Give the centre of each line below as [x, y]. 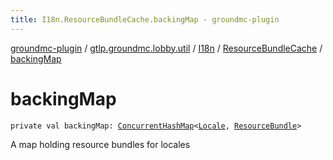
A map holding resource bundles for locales [100, 144]
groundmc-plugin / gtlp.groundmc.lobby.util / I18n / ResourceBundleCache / [166, 48]
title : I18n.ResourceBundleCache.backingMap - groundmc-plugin [145, 19]
